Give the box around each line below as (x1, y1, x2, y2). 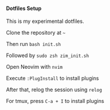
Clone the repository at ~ (6, 29, 66, 36)
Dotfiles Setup (6, 5, 42, 12)
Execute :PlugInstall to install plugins (6, 75, 99, 82)
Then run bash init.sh (6, 41, 61, 48)
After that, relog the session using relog (6, 86, 102, 94)
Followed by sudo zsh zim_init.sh (6, 52, 90, 59)
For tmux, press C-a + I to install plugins (6, 98, 104, 105)
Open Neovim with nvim (6, 64, 63, 71)
